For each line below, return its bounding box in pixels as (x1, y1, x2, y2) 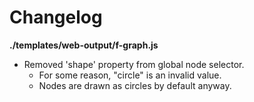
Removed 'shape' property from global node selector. (23, 58, 245, 70)
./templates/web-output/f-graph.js (9, 39, 159, 51)
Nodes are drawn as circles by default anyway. (38, 79, 232, 91)
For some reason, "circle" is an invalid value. (38, 69, 222, 81)
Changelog (9, 6, 103, 29)
